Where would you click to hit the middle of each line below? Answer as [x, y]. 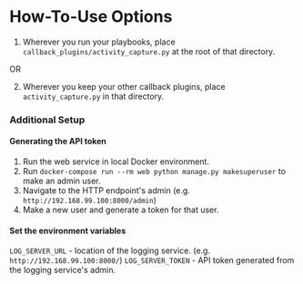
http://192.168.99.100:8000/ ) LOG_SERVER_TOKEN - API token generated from [152, 260]
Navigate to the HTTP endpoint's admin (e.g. [106, 191]
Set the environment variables [68, 230]
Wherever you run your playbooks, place [99, 42]
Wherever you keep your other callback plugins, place [124, 86]
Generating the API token [58, 142]
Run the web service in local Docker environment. [116, 162]
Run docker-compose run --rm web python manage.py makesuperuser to [154, 171]
